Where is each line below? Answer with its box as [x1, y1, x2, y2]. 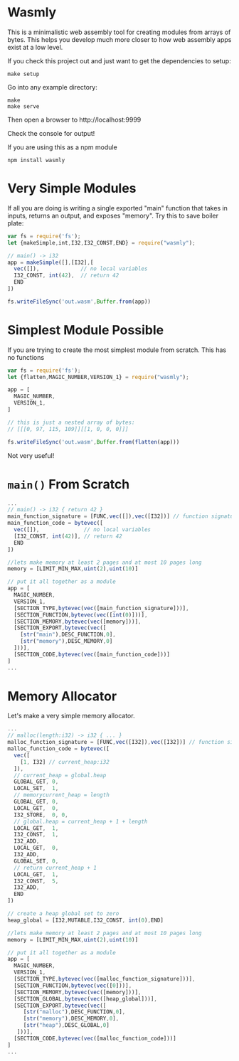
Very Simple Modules [7, 181, 137, 196]
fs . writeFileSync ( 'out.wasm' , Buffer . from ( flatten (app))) [7, 438, 180, 445]
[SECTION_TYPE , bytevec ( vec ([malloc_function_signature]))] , [14, 976, 196, 983]
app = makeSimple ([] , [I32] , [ [7, 259, 94, 266]
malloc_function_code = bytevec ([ [7, 745, 110, 752]
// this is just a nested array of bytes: [7, 419, 135, 426]
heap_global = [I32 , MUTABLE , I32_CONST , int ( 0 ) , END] [7, 917, 164, 924]
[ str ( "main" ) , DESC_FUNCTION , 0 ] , [20, 631, 116, 639]
